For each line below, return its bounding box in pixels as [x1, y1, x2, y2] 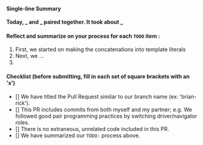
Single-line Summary [6, 5, 62, 12]
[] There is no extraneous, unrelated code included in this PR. [15, 125, 169, 132]
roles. [15, 119, 30, 126]
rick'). [15, 99, 30, 107]
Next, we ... [15, 52, 45, 60]
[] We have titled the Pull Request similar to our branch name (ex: [15, 93, 179, 100]
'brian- [179, 93, 197, 100]
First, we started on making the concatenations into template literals [15, 46, 186, 53]
